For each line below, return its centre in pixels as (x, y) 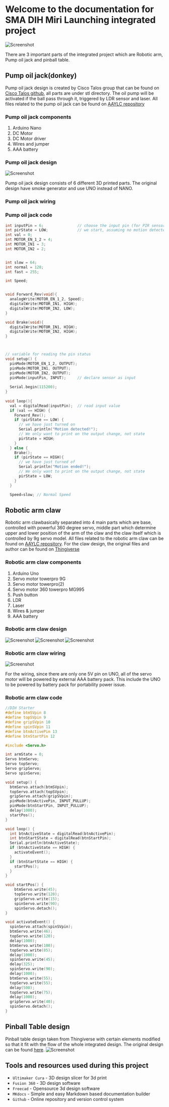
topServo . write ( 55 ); (31, 983)
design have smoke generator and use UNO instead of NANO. (69, 189)
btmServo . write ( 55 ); (31, 978)
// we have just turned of (47, 462)
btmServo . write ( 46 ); (31, 932)
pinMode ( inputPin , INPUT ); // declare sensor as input (73, 378)
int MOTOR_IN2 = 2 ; (26, 249)
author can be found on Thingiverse (42, 549)
